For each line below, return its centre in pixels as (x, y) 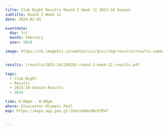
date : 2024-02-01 (23, 19)
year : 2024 (21, 42)
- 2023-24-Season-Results (37, 88)
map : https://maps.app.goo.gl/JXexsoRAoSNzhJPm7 (57, 111)
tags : (11, 74)
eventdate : (16, 28)
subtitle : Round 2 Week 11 (33, 15)
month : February (26, 38)
